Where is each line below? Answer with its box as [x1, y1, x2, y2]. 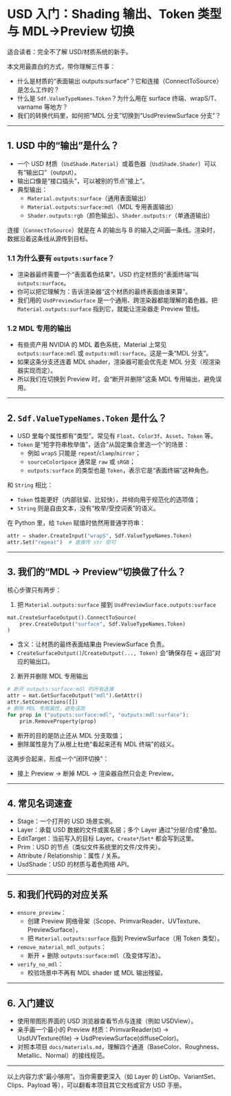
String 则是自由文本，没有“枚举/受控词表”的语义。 [16, 504, 160, 513]
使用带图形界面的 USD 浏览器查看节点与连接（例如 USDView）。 [16, 1017, 197, 1025]
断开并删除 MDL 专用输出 [16, 672, 89, 681]
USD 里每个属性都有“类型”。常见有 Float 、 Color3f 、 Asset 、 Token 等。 [16, 432, 217, 440]
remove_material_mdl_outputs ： [16, 943, 107, 951]
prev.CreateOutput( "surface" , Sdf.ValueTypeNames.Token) [19, 621, 186, 628]
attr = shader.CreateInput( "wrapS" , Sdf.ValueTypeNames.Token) [7, 533, 192, 539]
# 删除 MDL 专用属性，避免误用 [7, 705, 85, 712]
